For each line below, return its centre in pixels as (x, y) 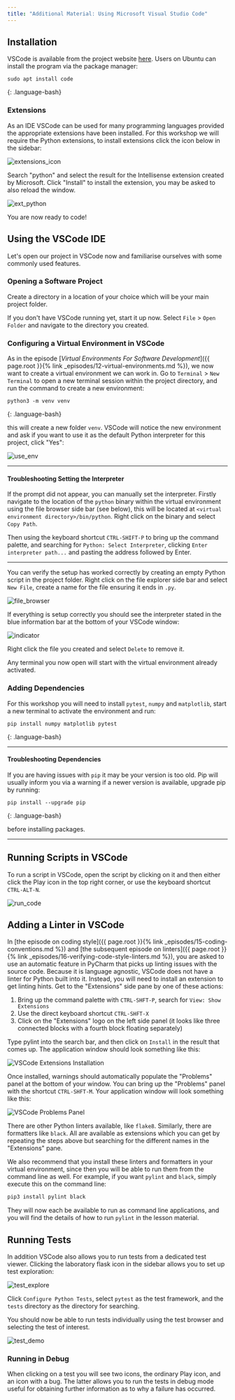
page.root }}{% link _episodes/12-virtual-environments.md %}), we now (111, 366)
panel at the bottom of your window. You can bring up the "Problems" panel (116, 1084)
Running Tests (39, 1240)
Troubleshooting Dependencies (54, 759)
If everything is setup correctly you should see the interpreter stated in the (114, 615)
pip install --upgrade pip (47, 802)
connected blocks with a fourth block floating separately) (100, 1028)
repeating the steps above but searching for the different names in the (108, 1141)
